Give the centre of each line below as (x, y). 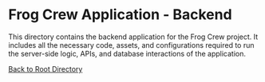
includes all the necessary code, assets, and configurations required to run (131, 45)
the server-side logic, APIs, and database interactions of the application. (127, 53)
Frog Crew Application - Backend (121, 15)
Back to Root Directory (45, 68)
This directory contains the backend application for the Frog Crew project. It (133, 37)
